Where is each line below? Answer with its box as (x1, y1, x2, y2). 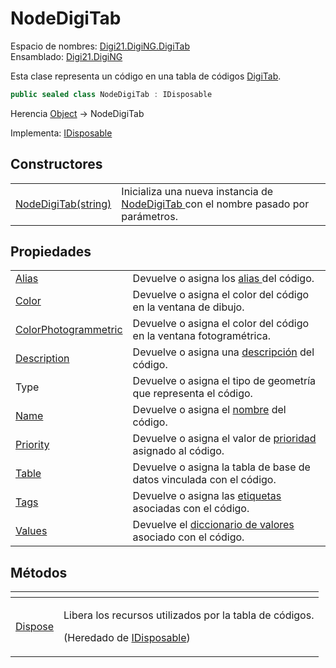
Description (15, 352, 70, 366)
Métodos (10, 564, 68, 581)
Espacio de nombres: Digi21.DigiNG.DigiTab (10, 40, 190, 52)
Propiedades (10, 243, 92, 261)
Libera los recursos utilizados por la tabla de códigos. (63, 608, 315, 622)
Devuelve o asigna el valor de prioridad (132, 432, 317, 446)
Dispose (15, 620, 55, 634)
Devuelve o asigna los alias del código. (132, 272, 315, 286)
